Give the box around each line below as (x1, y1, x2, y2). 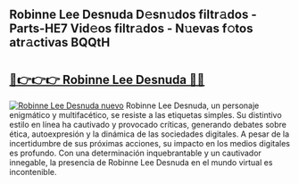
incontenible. (9, 167, 57, 177)
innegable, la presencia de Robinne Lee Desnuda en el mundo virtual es (9, 157, 273, 168)
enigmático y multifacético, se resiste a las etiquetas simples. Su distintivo (9, 110, 283, 120)
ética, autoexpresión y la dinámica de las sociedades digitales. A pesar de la (9, 129, 290, 139)
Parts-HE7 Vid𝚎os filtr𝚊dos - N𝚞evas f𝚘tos (9, 21, 253, 37)
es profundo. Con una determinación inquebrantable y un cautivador (9, 147, 262, 158)
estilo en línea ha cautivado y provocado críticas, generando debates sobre (9, 120, 287, 130)
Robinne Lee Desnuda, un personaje (125, 100, 260, 111)
